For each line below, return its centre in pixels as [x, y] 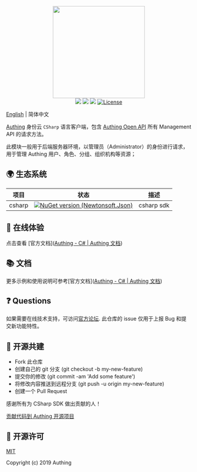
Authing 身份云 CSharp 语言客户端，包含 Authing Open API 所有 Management [99, 127]
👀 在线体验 [25, 228]
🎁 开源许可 [25, 436]
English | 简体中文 [28, 114]
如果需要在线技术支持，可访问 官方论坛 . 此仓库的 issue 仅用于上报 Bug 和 [94, 319]
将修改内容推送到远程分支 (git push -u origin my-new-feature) [89, 384]
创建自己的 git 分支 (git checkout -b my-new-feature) [79, 369]
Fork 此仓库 [29, 362]
